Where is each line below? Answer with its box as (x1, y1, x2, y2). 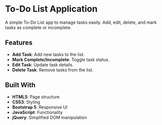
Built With (5, 81, 36, 89)
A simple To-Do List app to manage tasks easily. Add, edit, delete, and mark (5, 19, 157, 25)
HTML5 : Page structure (12, 94, 60, 100)
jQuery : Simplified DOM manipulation (12, 114, 87, 120)
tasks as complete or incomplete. (5, 24, 72, 30)
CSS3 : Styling (12, 99, 40, 105)
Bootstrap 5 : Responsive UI (12, 104, 68, 110)
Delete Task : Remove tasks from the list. (12, 67, 93, 73)
